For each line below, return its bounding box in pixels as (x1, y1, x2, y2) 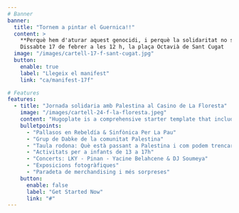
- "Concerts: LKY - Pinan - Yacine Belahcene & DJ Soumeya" (26, 155, 208, 163)
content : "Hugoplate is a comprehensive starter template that (20, 116, 212, 123)
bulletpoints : (20, 122, 62, 129)
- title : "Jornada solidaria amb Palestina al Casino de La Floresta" (14, 102, 228, 110)
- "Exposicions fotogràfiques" (26, 162, 119, 169)
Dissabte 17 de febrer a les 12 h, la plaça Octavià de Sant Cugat (20, 43, 224, 50)
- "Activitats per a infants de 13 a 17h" (26, 148, 154, 156)
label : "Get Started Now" (26, 188, 103, 195)
